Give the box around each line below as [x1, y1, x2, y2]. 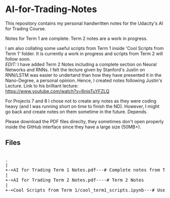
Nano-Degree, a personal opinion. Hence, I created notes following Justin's [5, 77, 163, 83]
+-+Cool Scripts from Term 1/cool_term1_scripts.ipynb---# [5, 187, 155, 193]
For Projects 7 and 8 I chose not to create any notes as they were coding [5, 97, 157, 104]
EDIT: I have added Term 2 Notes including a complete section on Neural [5, 61, 157, 67]
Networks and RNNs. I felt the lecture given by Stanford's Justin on [5, 67, 145, 73]
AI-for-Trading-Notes [5, 4, 97, 15]
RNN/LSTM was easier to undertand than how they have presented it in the [5, 72, 162, 78]
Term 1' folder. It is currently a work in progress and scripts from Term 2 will [5, 51, 163, 57]
